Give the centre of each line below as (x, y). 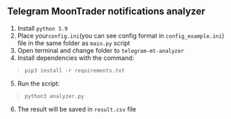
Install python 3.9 (43, 28)
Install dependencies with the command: (76, 58)
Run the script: (38, 84)
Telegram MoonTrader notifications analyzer (106, 11)
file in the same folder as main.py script (74, 43)
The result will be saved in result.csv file (76, 109)
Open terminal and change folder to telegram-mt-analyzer (100, 50)
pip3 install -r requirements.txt (74, 70)
